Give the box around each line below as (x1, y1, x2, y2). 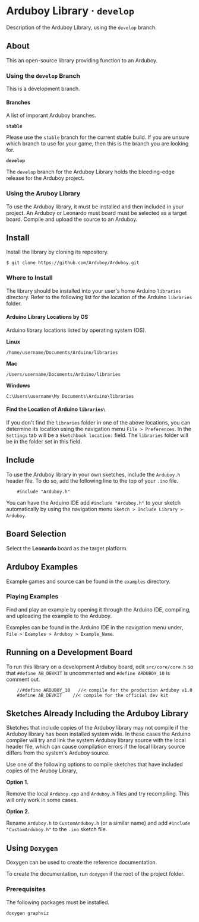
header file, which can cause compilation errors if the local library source (6, 743, 185, 750)
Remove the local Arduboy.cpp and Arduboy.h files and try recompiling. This (6, 790, 189, 797)
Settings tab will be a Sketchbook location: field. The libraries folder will (6, 432, 189, 439)
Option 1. (6, 779, 29, 786)
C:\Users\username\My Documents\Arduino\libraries (6, 393, 134, 399)
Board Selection (6, 529, 67, 539)
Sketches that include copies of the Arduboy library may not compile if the (6, 724, 188, 731)
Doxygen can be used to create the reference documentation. (6, 859, 157, 866)
